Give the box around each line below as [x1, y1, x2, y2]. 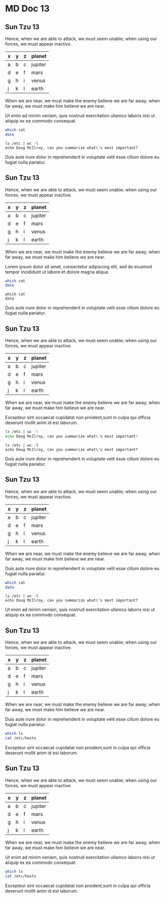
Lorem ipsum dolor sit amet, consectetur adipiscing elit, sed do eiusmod [5, 263, 152, 269]
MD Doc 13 [5, 3, 50, 14]
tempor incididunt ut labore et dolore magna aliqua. [5, 269, 110, 275]
